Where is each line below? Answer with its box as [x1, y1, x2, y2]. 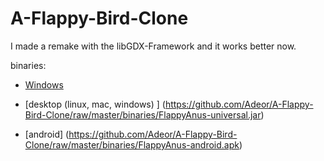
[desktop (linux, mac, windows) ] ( [24, 98, 166, 110]
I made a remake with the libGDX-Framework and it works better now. [10, 40, 297, 52]
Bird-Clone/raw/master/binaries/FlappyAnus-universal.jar [24, 108, 262, 121]
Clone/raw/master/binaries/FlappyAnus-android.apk [24, 138, 240, 151]
